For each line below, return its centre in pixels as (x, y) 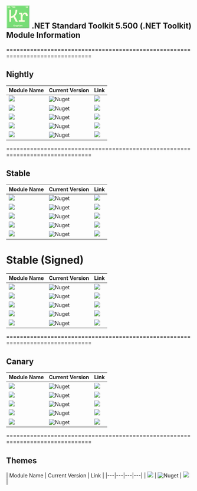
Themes (22, 461)
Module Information (43, 35)
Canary (20, 361)
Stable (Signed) (45, 260)
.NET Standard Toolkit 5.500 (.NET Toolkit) (111, 26)
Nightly (20, 74)
